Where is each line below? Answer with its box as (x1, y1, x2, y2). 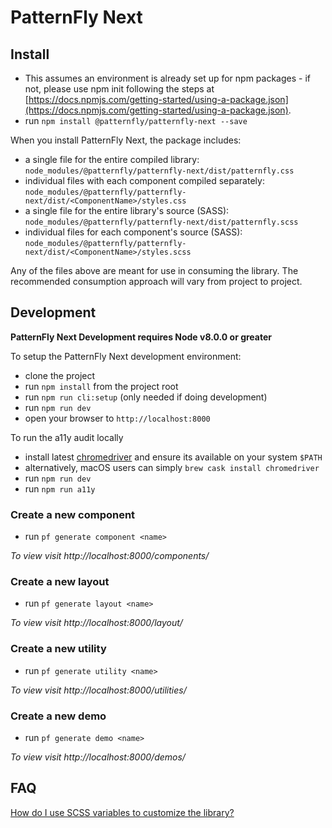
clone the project (24, 369, 96, 381)
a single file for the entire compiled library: (24, 154, 200, 165)
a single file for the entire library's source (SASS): (24, 205, 230, 216)
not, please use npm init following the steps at (24, 83, 215, 95)
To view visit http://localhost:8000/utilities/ (10, 684, 187, 696)
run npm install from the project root (24, 380, 179, 392)
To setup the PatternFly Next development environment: (10, 350, 242, 362)
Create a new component (10, 507, 136, 521)
